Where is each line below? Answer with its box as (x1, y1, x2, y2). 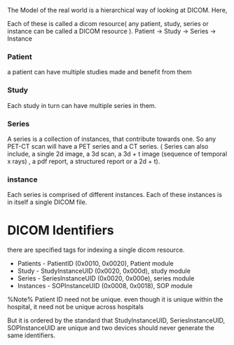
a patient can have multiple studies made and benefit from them (7, 68, 192, 76)
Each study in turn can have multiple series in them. (7, 101, 157, 109)
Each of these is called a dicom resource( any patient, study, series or (7, 20, 209, 27)
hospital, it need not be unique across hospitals (7, 303, 144, 311)
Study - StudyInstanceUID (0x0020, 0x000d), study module (17, 266, 191, 276)
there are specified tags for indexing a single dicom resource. (7, 245, 185, 255)
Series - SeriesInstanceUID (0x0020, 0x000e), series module (17, 274, 195, 283)
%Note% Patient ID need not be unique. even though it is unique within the (7, 295, 223, 304)
